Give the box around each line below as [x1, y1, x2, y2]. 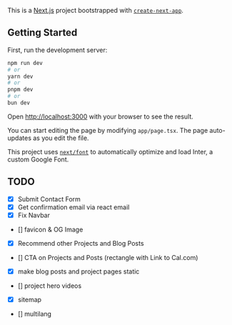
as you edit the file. [33, 134, 89, 142]
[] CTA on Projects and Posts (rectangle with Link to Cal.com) [17, 254, 198, 261]
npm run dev [7, 59, 43, 66]
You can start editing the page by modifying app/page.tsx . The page [7, 126, 208, 134]
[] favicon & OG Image [17, 225, 84, 234]
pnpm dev [7, 86, 34, 94]
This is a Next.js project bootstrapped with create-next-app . [7, 6, 184, 14]
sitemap [17, 296, 41, 304]
